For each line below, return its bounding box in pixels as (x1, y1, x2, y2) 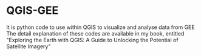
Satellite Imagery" (6, 43, 51, 50)
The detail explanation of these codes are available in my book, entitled (6, 30, 185, 37)
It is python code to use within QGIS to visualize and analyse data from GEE (6, 23, 196, 31)
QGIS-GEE (6, 4, 59, 17)
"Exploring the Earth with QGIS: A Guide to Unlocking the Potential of (6, 36, 179, 43)
